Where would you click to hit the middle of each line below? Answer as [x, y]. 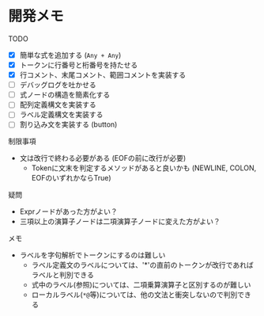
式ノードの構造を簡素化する [65, 95]
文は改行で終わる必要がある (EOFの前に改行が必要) [103, 158]
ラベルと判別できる [63, 275]
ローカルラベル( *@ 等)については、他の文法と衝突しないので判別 [134, 295]
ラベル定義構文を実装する [61, 115]
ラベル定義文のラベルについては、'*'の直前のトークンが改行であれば [143, 265]
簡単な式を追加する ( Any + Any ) [70, 55]
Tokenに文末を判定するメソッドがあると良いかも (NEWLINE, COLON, [144, 168]
